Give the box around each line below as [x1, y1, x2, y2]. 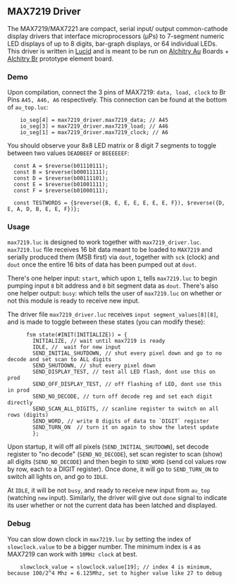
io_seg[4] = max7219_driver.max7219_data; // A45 [20, 116, 169, 124]
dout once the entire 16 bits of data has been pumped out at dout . [7, 260, 197, 269]
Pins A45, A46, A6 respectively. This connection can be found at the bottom [7, 95, 228, 104]
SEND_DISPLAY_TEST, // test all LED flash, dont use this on [32, 368, 216, 376]
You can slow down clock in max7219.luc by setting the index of [7, 535, 192, 543]
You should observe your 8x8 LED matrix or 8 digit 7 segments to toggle [7, 141, 217, 150]
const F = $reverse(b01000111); [13, 187, 109, 195]
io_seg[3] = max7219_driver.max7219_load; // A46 [20, 123, 169, 130]
